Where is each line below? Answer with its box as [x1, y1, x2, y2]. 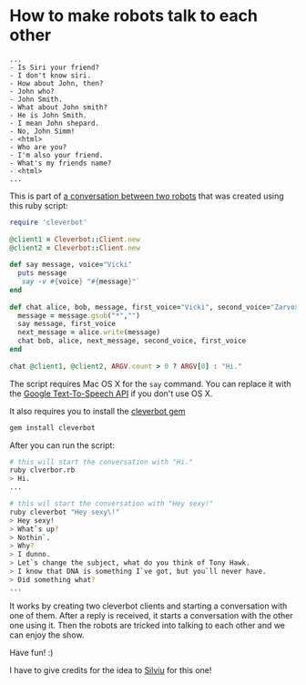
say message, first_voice [17, 320, 117, 329]
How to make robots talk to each [9, 5, 258, 26]
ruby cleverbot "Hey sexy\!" [9, 507, 120, 516]
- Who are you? [9, 142, 67, 151]
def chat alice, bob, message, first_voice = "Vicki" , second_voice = [9, 302, 271, 312]
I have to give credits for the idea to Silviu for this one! [9, 664, 212, 675]
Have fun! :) [9, 647, 54, 658]
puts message [17, 269, 67, 278]
